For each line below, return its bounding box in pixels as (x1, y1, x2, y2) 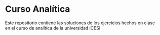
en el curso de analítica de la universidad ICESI (5, 25, 101, 31)
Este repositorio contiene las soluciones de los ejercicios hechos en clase (5, 20, 155, 26)
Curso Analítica (5, 3, 70, 15)
